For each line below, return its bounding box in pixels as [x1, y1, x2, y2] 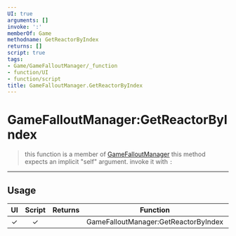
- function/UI [7, 69, 49, 76]
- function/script [7, 75, 61, 83]
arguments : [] [7, 17, 49, 24]
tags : [7, 56, 23, 63]
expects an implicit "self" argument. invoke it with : [24, 158, 173, 166]
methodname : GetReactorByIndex [7, 36, 99, 43]
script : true [7, 50, 46, 57]
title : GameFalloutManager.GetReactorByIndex [7, 82, 143, 89]
